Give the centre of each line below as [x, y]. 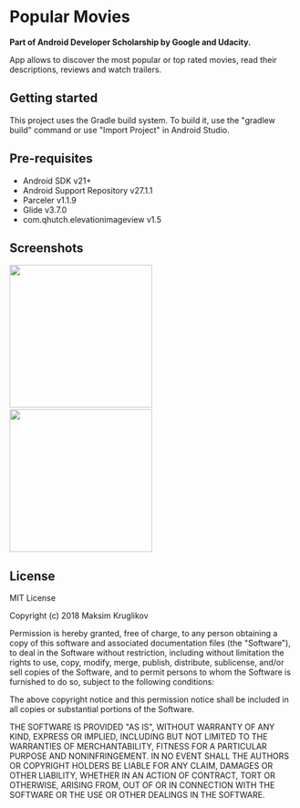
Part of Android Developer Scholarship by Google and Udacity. [130, 42]
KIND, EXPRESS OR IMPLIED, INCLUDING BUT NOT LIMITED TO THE [139, 737]
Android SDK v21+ [57, 181]
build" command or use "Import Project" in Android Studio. [119, 130]
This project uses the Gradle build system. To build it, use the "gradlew [142, 120]
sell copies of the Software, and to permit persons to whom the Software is [150, 672]
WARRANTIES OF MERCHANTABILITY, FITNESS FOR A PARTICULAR [138, 747]
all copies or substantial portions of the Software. [102, 709]
